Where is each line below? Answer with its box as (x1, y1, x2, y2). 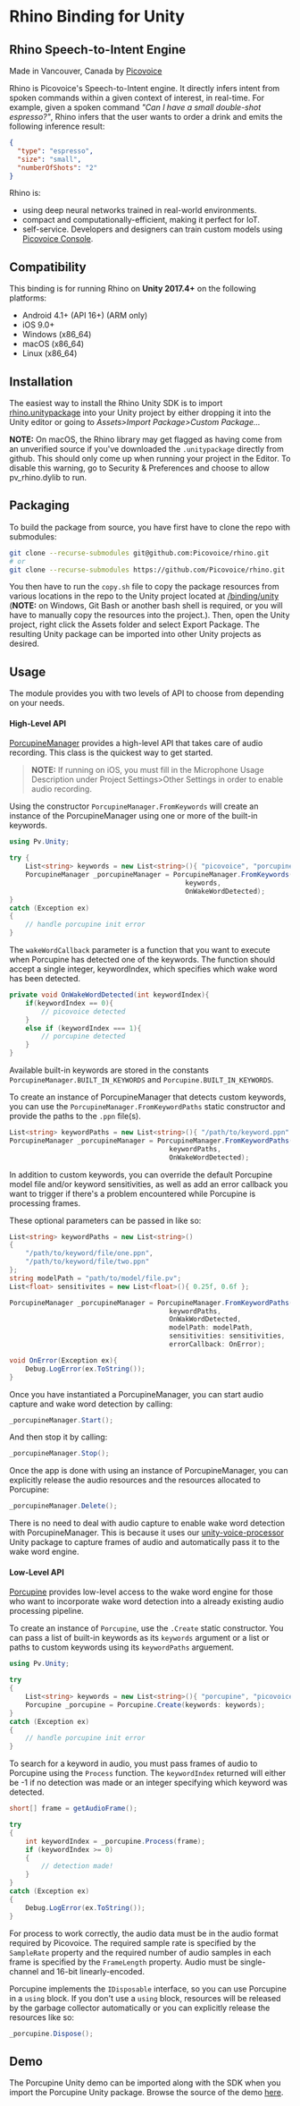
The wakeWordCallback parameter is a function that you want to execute (9, 945, 271, 955)
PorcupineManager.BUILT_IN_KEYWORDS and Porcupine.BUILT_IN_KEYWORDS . (9, 1074, 274, 1085)
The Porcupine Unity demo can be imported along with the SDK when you (9, 2077, 281, 2088)
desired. (9, 638, 40, 650)
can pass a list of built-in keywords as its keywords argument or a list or (9, 1633, 270, 1643)
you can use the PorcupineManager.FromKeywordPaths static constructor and (9, 1101, 286, 1112)
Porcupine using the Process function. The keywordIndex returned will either (9, 1768, 287, 1779)
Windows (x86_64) (21, 329, 92, 340)
